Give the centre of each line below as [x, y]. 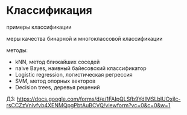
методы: [17, 50]
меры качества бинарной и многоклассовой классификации [84, 38]
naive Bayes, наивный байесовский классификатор [81, 68]
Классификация [49, 10]
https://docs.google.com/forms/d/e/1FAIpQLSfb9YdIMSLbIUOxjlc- [99, 99]
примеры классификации [39, 27]
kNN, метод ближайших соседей [57, 62]
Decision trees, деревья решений [58, 87]
